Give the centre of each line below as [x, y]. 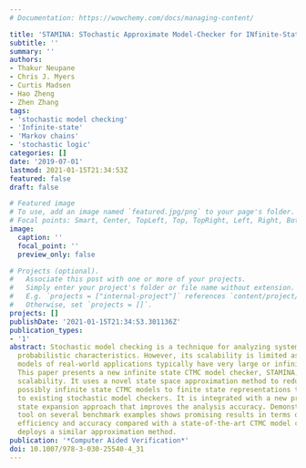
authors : [26, 60]
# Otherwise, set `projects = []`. [81, 305]
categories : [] [38, 153]
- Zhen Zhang [34, 102]
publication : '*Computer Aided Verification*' [99, 441]
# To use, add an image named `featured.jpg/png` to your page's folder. [153, 212]
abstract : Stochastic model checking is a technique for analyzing [140, 348]
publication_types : [46, 330]
